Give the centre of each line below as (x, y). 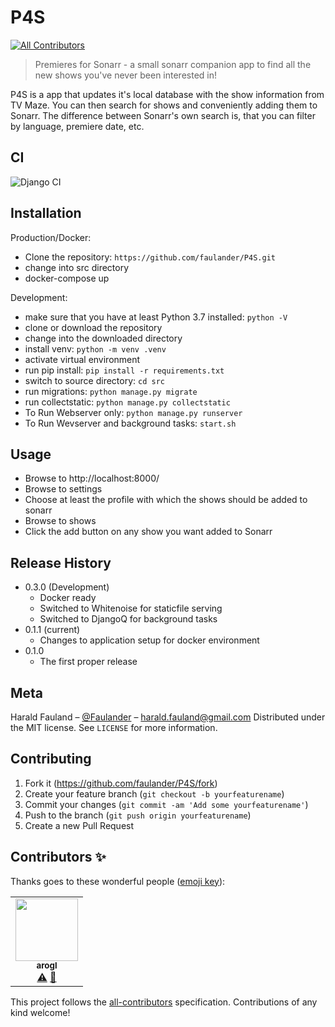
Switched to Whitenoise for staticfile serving (131, 608)
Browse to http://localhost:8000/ (92, 478)
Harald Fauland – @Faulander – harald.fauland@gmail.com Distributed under (168, 717)
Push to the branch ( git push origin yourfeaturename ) (138, 815)
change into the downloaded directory (103, 338)
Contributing (51, 759)
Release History (61, 562)
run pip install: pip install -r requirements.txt (124, 370)
